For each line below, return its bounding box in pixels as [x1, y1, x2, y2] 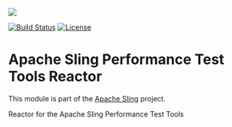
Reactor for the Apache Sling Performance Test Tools [8, 109, 184, 119]
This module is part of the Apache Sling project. [8, 93, 166, 103]
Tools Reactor [8, 68, 102, 85]
